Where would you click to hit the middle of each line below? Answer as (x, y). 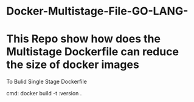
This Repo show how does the (84, 39)
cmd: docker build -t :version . (44, 93)
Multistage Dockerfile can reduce (93, 52)
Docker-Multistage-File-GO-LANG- (97, 11)
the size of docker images (73, 65)
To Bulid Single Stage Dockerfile (47, 82)
